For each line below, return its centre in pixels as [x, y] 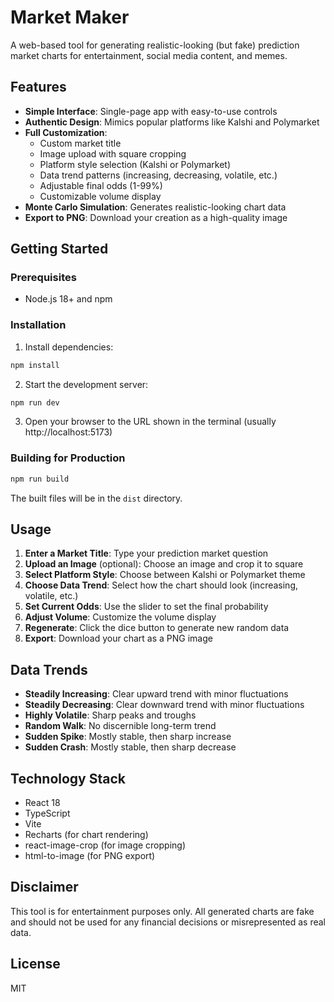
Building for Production [68, 458]
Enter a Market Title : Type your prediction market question [146, 553]
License [35, 964]
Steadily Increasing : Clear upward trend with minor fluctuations [156, 694]
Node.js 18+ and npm [68, 299]
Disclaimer [44, 887]
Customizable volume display [100, 196]
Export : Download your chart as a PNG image [118, 638]
